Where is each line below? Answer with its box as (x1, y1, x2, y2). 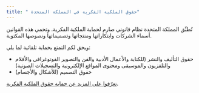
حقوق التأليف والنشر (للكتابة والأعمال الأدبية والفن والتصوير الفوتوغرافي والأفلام (15, 55, 194, 62)
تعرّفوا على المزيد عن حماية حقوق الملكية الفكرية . (6, 80, 119, 87)
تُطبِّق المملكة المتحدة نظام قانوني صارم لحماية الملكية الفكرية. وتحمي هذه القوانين (6, 25, 193, 33)
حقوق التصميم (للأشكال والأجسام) (15, 68, 92, 75)
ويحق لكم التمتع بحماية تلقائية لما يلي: (6, 43, 91, 51)
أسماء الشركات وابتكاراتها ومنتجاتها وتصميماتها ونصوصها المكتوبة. (6, 31, 152, 39)
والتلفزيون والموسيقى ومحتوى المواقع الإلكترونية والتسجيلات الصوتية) (15, 62, 171, 69)
